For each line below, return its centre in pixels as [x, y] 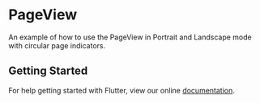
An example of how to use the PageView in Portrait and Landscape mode [130, 37]
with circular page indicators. [57, 45]
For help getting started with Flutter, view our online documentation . [121, 90]
